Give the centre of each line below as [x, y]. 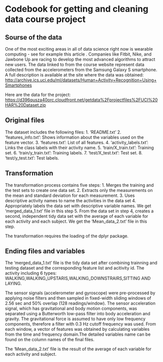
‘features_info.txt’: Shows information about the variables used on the [74, 137]
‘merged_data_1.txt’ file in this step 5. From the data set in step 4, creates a [79, 211]
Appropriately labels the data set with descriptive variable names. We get [78, 206]
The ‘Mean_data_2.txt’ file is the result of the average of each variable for [78, 349]
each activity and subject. [31, 354]
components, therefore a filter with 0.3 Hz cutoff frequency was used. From [81, 324]
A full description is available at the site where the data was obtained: [74, 75]
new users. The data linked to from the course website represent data [75, 65]
